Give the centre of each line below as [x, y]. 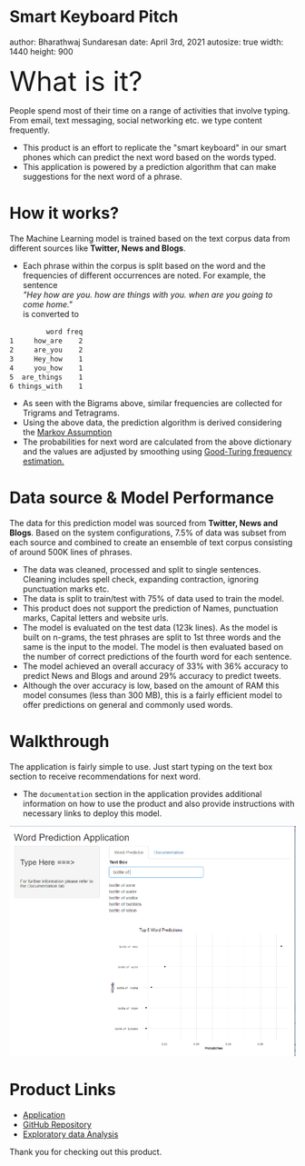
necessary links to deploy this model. [92, 813]
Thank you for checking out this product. [86, 1152]
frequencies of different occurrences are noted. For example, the [144, 275]
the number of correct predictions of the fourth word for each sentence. [157, 656]
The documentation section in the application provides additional [142, 793]
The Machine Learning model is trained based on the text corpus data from [150, 238]
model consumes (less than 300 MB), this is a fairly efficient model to [152, 695]
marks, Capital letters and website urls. [96, 618]
